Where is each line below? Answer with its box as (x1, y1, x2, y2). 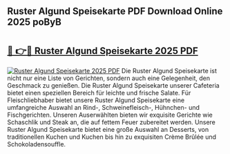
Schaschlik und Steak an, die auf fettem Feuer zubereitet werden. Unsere (7, 118, 216, 126)
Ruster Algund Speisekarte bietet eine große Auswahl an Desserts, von (7, 126, 209, 133)
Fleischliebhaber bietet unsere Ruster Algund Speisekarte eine (7, 96, 185, 104)
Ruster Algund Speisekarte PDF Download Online (7, 6, 223, 17)
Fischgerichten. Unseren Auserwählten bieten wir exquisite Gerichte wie (7, 110, 213, 119)
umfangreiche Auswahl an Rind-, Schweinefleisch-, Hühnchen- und (7, 104, 200, 111)
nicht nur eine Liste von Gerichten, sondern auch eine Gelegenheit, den (7, 74, 211, 82)
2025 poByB (7, 17, 62, 28)
